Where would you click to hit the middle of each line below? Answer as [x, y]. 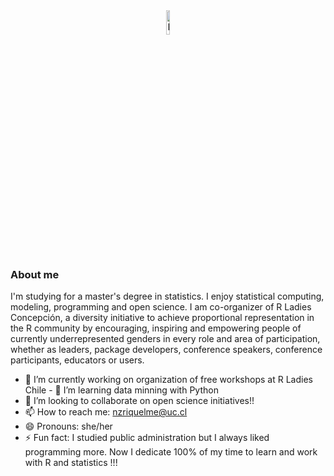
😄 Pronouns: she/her [68, 426]
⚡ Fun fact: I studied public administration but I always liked [147, 438]
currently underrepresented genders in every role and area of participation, [165, 339]
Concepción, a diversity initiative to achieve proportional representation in [162, 318]
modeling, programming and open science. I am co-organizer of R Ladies [161, 307]
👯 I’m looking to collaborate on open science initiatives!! [139, 401]
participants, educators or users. [77, 360]
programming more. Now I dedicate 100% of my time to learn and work [171, 452]
